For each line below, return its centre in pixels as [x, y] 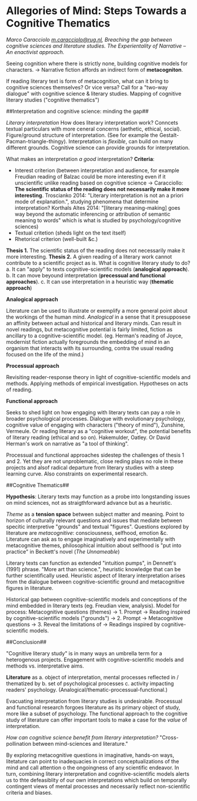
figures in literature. [30, 588]
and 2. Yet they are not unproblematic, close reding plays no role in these [95, 461]
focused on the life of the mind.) [45, 354]
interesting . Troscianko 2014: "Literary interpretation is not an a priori [99, 195]
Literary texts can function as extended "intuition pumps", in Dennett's [91, 563]
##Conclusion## [26, 642]
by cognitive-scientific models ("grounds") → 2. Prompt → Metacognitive [95, 618]
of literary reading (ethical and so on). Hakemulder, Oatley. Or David [88, 437]
